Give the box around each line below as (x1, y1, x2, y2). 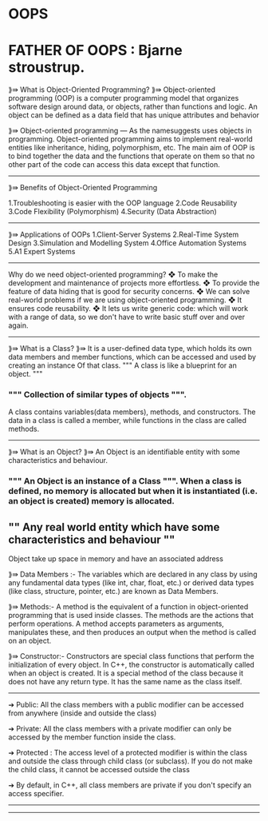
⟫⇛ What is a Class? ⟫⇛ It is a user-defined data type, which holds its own (8, 344, 253, 353)
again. (8, 321, 30, 330)
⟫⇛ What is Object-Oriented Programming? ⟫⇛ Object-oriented (8, 85, 216, 94)
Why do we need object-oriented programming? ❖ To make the (8, 269, 219, 280)
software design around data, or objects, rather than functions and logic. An (8, 102, 258, 112)
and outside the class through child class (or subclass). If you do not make (8, 756, 253, 766)
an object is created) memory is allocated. (8, 496, 175, 507)
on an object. (8, 636, 52, 646)
